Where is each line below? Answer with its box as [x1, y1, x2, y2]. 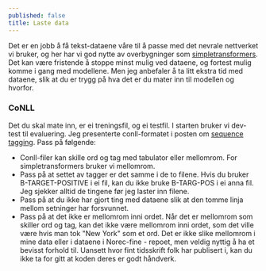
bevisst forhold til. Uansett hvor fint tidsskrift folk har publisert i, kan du [19, 245, 253, 254]
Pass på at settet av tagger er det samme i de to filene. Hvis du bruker [19, 170, 249, 179]
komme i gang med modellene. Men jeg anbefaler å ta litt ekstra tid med [8, 66, 244, 75]
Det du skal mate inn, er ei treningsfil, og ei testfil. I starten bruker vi [8, 120, 230, 130]
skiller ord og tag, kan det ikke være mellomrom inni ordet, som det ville [19, 219, 254, 230]
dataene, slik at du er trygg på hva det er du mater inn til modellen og [8, 74, 234, 84]
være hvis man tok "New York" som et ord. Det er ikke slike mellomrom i [19, 228, 256, 238]
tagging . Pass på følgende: [8, 137, 97, 147]
